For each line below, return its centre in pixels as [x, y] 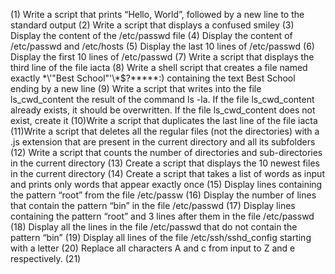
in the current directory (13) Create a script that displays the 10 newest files [165, 163]
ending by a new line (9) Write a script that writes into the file [136, 88]
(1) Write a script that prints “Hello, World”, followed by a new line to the [157, 14]
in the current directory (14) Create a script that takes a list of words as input [167, 173]
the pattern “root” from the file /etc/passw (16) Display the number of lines [163, 195]
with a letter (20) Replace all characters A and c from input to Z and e [153, 248]
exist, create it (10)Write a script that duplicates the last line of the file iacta [164, 120]
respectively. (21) [46, 258]
